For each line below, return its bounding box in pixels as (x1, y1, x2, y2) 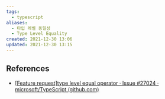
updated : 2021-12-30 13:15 (6, 42, 73, 48)
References (6, 63, 50, 74)
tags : (6, 8, 20, 15)
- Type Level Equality (11, 31, 67, 37)
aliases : (6, 20, 28, 25)
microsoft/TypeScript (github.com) (14, 85, 99, 92)
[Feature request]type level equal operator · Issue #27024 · (14, 79, 159, 87)
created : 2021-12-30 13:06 (6, 36, 73, 42)
